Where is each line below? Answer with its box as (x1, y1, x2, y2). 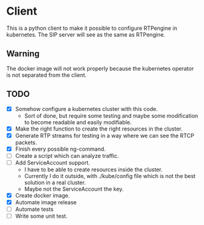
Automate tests (15, 205, 54, 213)
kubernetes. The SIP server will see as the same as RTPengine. (6, 30, 166, 38)
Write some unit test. (15, 212, 68, 220)
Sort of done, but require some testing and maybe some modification (24, 112, 199, 120)
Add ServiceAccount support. (15, 159, 90, 166)
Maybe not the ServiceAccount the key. (24, 185, 124, 193)
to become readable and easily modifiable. (24, 118, 132, 126)
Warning (6, 49, 40, 59)
